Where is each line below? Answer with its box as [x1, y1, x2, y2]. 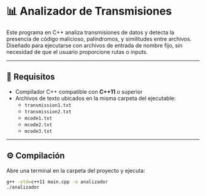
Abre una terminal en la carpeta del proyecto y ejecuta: [6, 167, 145, 174]
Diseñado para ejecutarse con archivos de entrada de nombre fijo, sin [6, 42, 183, 49]
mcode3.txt [24, 128, 53, 134]
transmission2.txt [24, 108, 72, 115]
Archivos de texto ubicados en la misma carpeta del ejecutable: [15, 94, 176, 102]
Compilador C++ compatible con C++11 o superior [15, 88, 143, 95]
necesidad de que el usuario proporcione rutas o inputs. [6, 48, 148, 55]
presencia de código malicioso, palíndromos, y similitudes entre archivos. [6, 35, 192, 42]
